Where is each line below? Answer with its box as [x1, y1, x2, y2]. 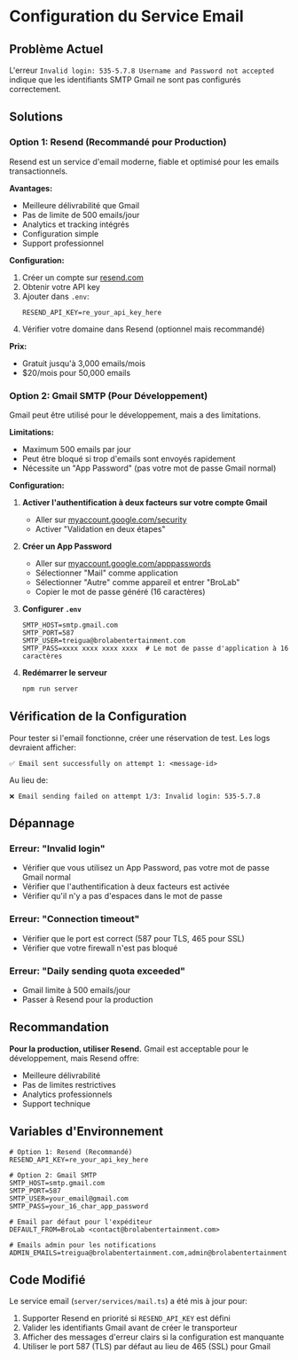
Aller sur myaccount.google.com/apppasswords [35, 558, 211, 568]
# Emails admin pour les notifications [9, 1240, 157, 1249]
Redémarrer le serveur [21, 667, 108, 677]
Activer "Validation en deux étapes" [35, 523, 166, 534]
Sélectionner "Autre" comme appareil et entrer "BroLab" [35, 576, 240, 587]
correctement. [9, 84, 61, 94]
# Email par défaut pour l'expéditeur [9, 1217, 153, 1226]
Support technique [21, 1098, 91, 1109]
